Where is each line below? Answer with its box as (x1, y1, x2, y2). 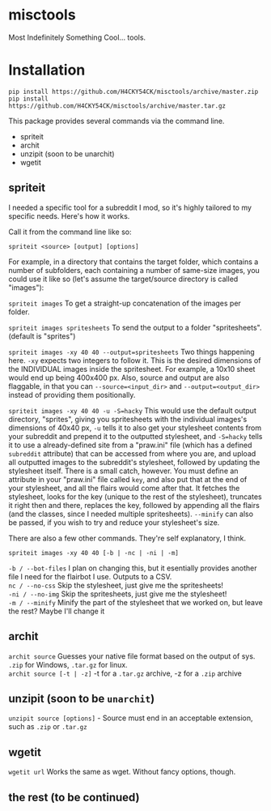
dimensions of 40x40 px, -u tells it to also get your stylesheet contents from (8, 423, 261, 433)
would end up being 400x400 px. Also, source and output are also (8, 373, 230, 382)
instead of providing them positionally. (8, 390, 136, 399)
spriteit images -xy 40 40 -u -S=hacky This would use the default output (8, 405, 256, 415)
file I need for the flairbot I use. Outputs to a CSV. (8, 571, 172, 581)
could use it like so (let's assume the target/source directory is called (8, 274, 239, 284)
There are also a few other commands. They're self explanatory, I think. (8, 533, 247, 543)
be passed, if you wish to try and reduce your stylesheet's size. (8, 517, 220, 527)
